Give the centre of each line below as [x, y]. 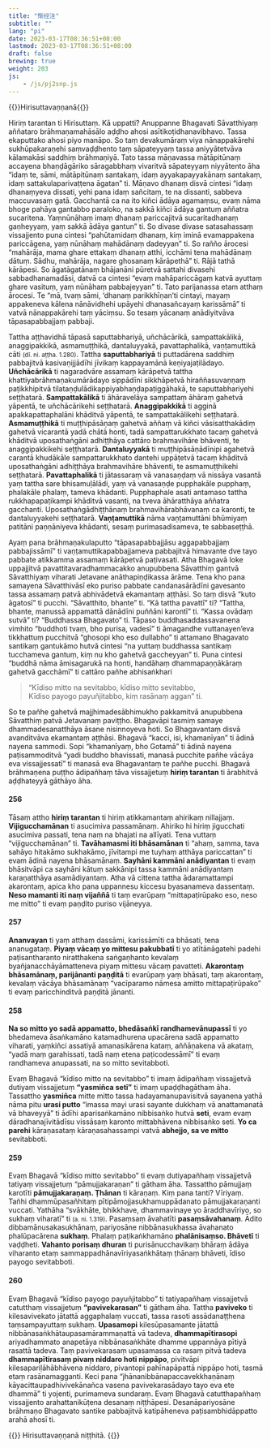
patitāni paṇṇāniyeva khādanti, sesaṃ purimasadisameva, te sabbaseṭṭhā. [131, 526]
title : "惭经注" [34, 16]
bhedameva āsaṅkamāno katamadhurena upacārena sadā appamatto [124, 1037]
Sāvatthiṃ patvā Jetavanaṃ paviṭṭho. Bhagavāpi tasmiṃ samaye [116, 720]
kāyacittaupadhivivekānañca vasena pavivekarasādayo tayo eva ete [121, 1385]
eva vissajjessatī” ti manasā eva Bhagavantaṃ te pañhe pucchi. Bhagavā [129, 763]
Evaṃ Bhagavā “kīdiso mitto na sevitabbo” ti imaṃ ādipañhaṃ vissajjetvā [130, 1079]
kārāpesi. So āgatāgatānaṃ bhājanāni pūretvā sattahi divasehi [112, 269]
